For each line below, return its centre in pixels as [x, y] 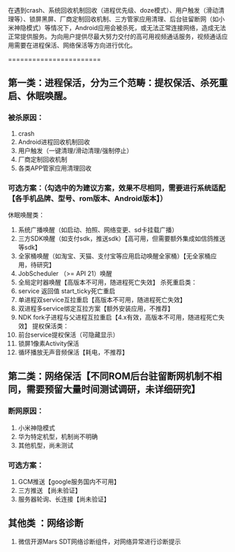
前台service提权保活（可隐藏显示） [68, 334]
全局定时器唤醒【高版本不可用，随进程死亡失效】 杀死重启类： [107, 282]
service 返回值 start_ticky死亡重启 [67, 291]
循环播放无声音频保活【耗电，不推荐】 [73, 352]
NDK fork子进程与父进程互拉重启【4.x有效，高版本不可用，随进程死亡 [118, 317]
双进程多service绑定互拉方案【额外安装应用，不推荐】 [96, 308]
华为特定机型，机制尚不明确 [58, 437]
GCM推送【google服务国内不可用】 [69, 481]
